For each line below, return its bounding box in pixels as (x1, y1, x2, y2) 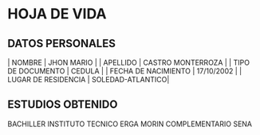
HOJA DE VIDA (7, 5, 107, 23)
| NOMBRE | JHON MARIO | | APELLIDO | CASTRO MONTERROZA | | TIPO (7, 58, 250, 67)
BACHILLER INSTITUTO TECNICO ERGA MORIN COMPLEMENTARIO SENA (7, 119, 253, 129)
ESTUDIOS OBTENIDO (7, 97, 118, 112)
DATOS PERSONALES (7, 37, 116, 50)
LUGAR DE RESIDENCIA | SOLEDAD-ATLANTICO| (7, 75, 170, 84)
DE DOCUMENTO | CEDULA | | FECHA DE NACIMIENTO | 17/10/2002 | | (7, 66, 242, 76)
